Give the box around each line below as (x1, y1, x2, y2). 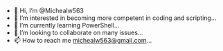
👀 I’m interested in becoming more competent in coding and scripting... (13, 14, 217, 22)
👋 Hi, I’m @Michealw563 (13, 7, 84, 14)
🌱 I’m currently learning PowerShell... (13, 21, 120, 29)
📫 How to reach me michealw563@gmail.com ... (13, 37, 152, 44)
